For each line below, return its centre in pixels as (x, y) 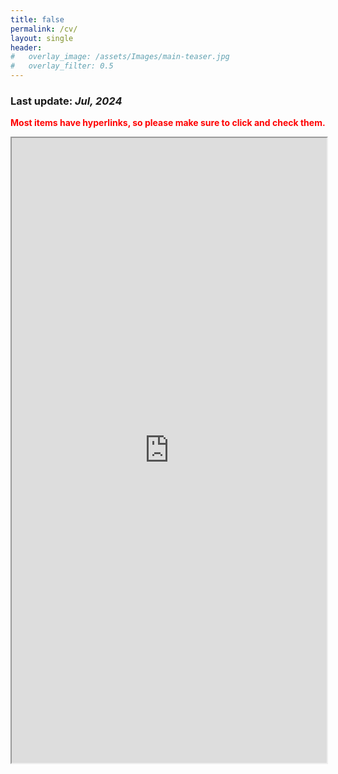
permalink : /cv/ (44, 29)
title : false (37, 19)
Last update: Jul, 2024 (66, 101)
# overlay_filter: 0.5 (62, 66)
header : (26, 47)
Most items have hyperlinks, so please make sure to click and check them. (168, 123)
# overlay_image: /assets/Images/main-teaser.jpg (120, 57)
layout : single (42, 38)
